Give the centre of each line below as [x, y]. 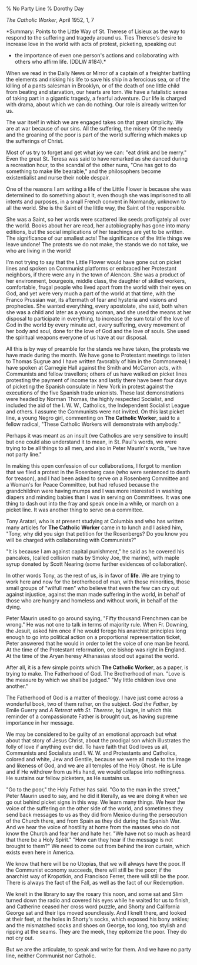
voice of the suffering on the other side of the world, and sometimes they [95, 808]
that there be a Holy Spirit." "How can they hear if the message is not [90, 840]
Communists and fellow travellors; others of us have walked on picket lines [97, 374]
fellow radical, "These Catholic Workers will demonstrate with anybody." [94, 424]
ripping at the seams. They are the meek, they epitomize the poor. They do [96, 932]
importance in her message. [40, 723]
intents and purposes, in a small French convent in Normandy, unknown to [96, 201]
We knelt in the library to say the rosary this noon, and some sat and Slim [95, 894]
